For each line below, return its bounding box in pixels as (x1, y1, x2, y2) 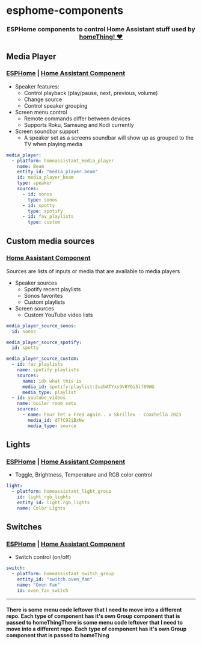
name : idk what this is (22, 378, 82, 384)
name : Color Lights (17, 505, 66, 511)
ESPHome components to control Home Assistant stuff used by (7, 25, 195, 34)
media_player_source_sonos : (6, 322, 77, 329)
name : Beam (17, 163, 44, 169)
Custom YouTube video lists (23, 311, 93, 318)
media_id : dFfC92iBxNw (28, 417, 85, 423)
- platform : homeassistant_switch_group (11, 571, 114, 577)
